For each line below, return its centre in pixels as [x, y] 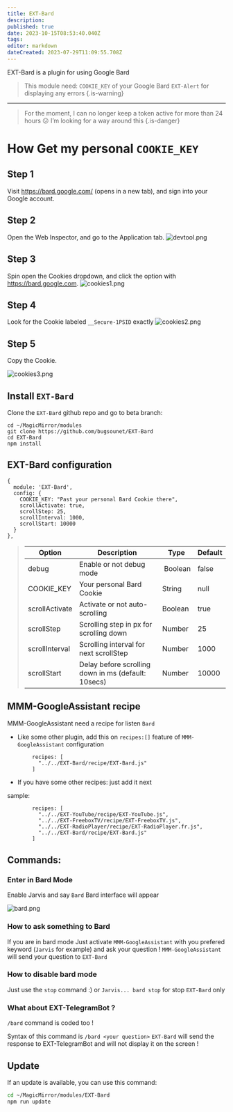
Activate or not [103, 604]
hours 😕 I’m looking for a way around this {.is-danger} [102, 120]
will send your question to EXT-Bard [57, 956]
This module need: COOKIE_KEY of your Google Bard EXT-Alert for [116, 86]
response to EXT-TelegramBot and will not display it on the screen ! [103, 1044]
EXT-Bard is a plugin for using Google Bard [68, 72]
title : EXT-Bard [31, 14]
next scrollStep [104, 653]
